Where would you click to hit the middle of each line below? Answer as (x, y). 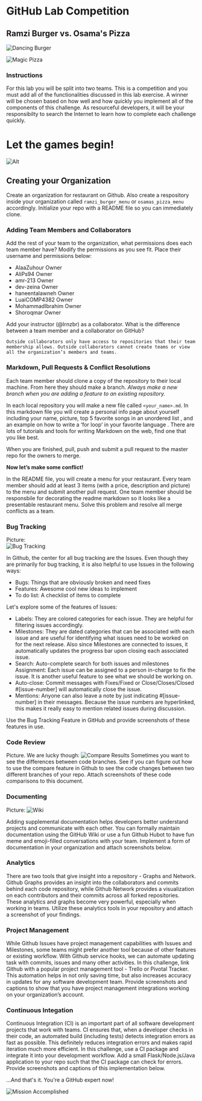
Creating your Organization (58, 180)
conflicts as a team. (31, 511)
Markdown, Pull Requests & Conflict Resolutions (78, 368)
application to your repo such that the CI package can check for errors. (94, 1062)
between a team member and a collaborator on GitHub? (75, 331)
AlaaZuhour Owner (38, 268)
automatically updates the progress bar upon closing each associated (102, 650)
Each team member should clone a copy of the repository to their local (94, 380)
